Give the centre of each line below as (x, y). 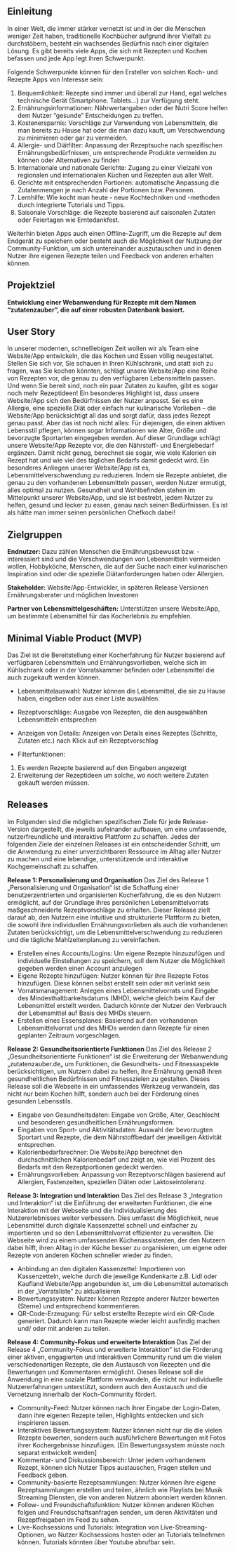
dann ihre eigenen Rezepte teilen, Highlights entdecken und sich (110, 1415)
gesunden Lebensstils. (40, 1101)
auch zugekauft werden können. (54, 677)
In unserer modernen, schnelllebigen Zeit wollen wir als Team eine (103, 349)
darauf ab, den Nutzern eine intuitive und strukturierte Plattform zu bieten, (114, 917)
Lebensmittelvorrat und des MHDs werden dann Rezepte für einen (113, 1028)
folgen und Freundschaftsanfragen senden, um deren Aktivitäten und (117, 1512)
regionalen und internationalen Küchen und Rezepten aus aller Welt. (115, 175)
